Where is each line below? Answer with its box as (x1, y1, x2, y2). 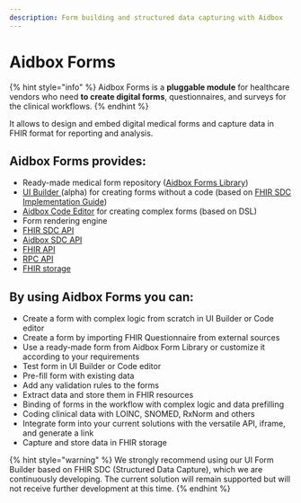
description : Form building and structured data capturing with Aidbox (9, 13, 283, 22)
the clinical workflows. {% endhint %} (9, 101, 149, 111)
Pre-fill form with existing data (22, 370, 135, 382)
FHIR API (22, 244, 56, 255)
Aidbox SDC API (22, 234, 83, 245)
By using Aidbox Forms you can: (9, 289, 195, 304)
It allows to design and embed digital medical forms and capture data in (9, 118, 274, 128)
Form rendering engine (22, 216, 108, 226)
